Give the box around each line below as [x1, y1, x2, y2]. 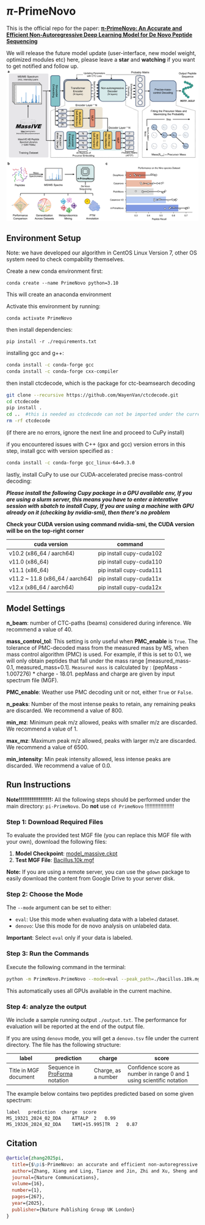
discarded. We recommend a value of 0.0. [6, 762, 112, 769]
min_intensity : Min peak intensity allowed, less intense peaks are [6, 756, 171, 763]
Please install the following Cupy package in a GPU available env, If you [6, 489, 192, 496]
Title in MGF [9, 1067, 40, 1074]
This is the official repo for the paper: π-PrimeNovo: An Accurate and [6, 24, 182, 32]
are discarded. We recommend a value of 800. [6, 707, 123, 714]
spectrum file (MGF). [6, 677, 59, 684]
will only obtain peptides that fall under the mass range [6, 657, 145, 665]
